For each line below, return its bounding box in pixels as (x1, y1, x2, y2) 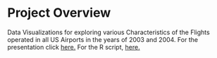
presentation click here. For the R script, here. (7, 43, 140, 51)
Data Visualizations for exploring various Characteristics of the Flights (7, 28, 210, 36)
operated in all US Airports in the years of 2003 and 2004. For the (7, 35, 199, 43)
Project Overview (7, 5, 111, 21)
